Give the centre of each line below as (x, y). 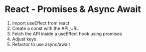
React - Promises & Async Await (73, 9)
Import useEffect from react (41, 23)
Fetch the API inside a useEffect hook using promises (67, 33)
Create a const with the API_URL (45, 28)
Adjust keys (24, 39)
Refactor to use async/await (41, 44)
